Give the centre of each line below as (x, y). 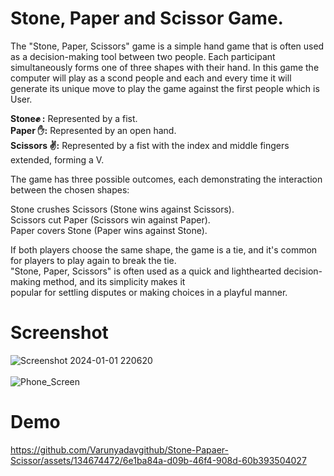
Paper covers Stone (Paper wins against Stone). (109, 230)
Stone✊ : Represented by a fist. (74, 118)
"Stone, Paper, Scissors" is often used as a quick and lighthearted (146, 271)
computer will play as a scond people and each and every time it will (151, 78)
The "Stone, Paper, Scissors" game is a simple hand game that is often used (167, 46)
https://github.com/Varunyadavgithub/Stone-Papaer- (119, 449)
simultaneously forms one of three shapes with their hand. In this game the (165, 67)
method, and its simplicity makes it (114, 281)
